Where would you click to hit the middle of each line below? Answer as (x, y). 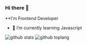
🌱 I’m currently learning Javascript (47, 28)
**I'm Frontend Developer (32, 19)
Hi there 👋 (17, 8)
